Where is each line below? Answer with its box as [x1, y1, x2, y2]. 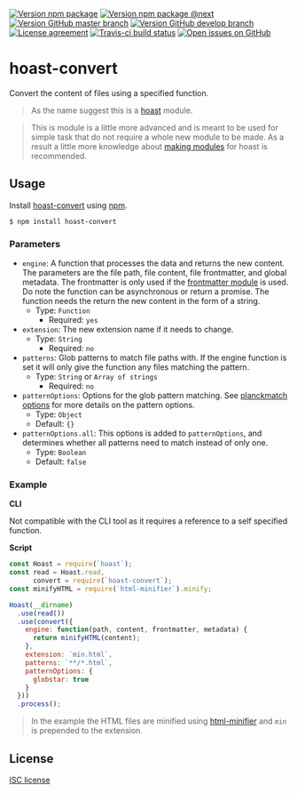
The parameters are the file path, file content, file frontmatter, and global [21, 268, 287, 278]
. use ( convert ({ [17, 617, 74, 626]
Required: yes [48, 315, 98, 325]
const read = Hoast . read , [9, 568, 105, 577]
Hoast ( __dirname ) [9, 600, 74, 609]
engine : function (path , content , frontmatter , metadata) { [25, 625, 248, 635]
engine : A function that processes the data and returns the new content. [21, 258, 285, 268]
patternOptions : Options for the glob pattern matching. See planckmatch [21, 390, 288, 401]
